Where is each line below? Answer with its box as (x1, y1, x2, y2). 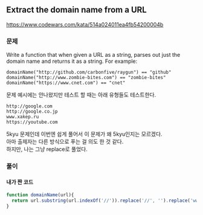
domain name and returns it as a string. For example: (6, 57, 138, 65)
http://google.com (6, 103, 53, 109)
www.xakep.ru (6, 114, 39, 120)
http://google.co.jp (6, 109, 59, 115)
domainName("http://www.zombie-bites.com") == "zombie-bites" (6, 75, 166, 81)
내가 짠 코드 (6, 178, 34, 185)
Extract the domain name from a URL (6, 5, 147, 15)
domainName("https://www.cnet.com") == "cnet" (6, 80, 126, 86)
